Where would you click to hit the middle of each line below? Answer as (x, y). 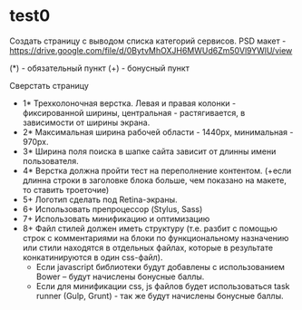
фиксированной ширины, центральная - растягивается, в (134, 112)
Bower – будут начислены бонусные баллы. (120, 276)
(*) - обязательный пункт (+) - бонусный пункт (100, 68)
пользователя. (50, 160)
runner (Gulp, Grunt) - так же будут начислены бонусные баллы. (160, 295)
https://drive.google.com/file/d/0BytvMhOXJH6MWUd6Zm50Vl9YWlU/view (151, 50)
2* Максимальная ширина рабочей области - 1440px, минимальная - (158, 131)
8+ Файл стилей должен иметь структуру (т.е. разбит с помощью (150, 228)
